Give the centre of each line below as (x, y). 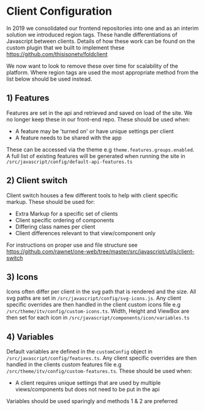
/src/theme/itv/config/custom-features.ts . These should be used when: (99, 371)
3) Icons (22, 277)
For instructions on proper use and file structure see (72, 245)
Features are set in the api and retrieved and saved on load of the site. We (99, 113)
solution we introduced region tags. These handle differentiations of (92, 34)
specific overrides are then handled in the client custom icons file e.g (93, 305)
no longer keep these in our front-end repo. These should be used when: (98, 119)
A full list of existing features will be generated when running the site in (96, 156)
